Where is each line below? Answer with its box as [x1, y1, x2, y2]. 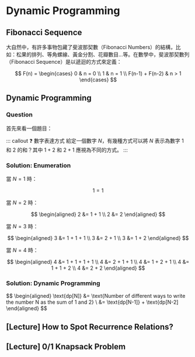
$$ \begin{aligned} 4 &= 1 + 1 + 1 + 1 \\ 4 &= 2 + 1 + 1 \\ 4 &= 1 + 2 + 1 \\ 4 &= [6, 258, 190, 265]
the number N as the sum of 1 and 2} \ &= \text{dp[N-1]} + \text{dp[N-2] [6, 298, 179, 305]
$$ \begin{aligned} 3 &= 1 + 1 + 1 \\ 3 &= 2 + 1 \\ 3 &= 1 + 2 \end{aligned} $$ [7, 234, 189, 241]
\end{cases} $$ [79, 76, 117, 83]
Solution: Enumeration [6, 161, 71, 169]
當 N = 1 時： [6, 175, 37, 182]
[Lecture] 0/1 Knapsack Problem [6, 342, 126, 352]
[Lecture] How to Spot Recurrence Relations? [6, 322, 173, 332]
